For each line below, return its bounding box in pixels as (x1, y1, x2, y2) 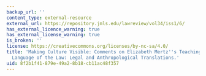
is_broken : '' (6, 37, 43, 44)
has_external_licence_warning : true (6, 26, 100, 32)
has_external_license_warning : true (6, 32, 100, 38)
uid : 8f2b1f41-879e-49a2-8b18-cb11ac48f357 (6, 60, 120, 66)
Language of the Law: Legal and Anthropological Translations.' (12, 55, 180, 61)
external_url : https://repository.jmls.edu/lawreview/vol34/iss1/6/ (6, 20, 185, 26)
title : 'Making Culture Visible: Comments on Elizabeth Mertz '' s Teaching (6, 49, 202, 55)
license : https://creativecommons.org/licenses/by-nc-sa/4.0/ (6, 44, 169, 50)
